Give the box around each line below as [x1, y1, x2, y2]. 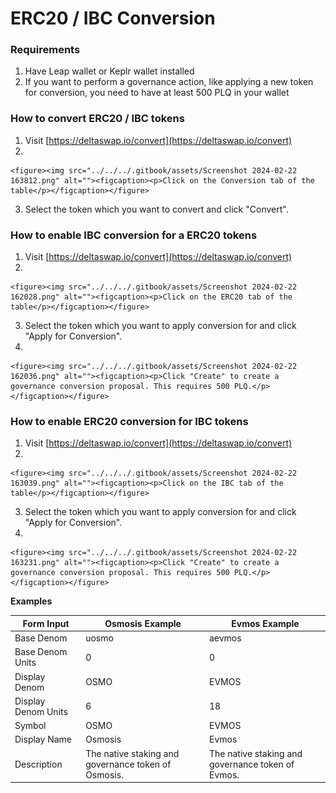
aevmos [208, 632, 242, 644]
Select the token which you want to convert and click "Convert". [24, 203, 289, 215]
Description [14, 758, 63, 770]
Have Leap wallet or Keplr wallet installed [24, 65, 195, 77]
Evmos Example [231, 617, 300, 629]
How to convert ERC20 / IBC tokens [10, 112, 185, 126]
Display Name [14, 733, 72, 746]
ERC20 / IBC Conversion [10, 7, 216, 30]
